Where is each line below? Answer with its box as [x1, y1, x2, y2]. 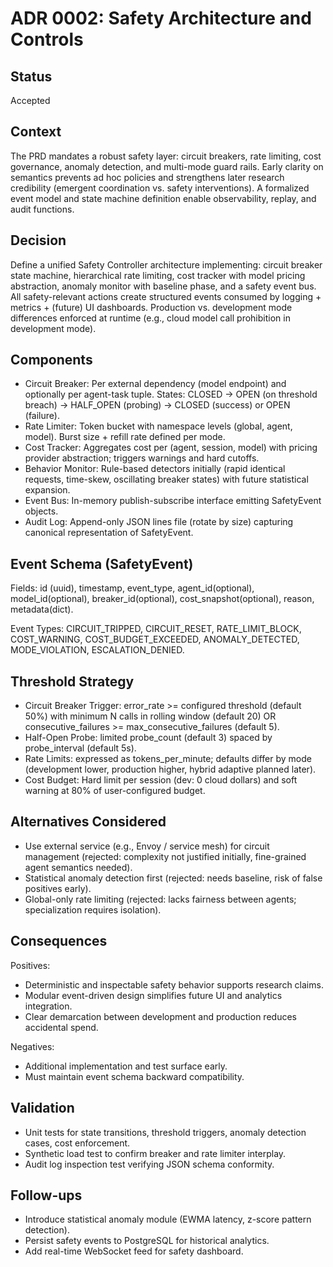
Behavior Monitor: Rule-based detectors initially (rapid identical [24, 463, 286, 475]
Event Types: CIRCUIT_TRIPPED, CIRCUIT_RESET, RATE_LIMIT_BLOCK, [10, 623, 302, 635]
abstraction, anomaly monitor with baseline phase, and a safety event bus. [10, 280, 317, 292]
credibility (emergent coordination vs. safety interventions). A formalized [10, 182, 310, 194]
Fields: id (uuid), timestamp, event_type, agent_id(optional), [10, 582, 255, 594]
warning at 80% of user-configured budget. [24, 785, 206, 797]
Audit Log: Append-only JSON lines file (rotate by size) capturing [24, 516, 294, 528]
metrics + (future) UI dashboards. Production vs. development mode [10, 301, 293, 313]
